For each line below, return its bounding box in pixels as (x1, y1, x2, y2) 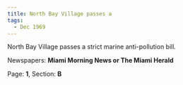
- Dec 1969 (13, 23, 46, 30)
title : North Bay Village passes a (7, 10, 112, 18)
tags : (7, 17, 23, 24)
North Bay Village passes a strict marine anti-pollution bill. (7, 43, 177, 51)
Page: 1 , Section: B (7, 70, 62, 78)
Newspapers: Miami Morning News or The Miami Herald (7, 56, 175, 65)
